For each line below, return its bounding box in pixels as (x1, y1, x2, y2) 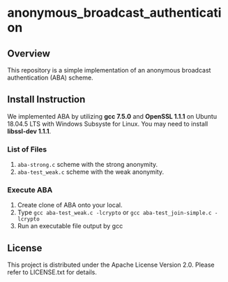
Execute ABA (7, 185, 53, 195)
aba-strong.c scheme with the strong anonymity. (17, 161, 158, 169)
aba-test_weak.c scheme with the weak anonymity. (17, 168, 165, 176)
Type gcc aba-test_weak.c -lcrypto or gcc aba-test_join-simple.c (17, 208, 212, 217)
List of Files (7, 144, 47, 154)
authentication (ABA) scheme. (7, 73, 93, 82)
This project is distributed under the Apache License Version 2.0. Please (7, 260, 215, 269)
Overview (7, 47, 51, 59)
